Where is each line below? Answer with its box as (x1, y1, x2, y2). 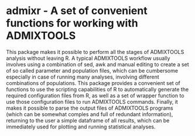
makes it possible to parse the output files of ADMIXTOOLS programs (6, 104, 174, 111)
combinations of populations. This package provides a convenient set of (6, 79, 180, 86)
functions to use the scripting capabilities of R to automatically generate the (6, 86, 189, 93)
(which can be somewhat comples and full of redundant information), (6, 110, 173, 118)
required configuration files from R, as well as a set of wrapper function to (6, 92, 184, 99)
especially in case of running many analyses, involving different (6, 73, 159, 80)
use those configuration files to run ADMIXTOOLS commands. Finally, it (6, 98, 179, 105)
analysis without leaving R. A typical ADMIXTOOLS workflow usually (6, 55, 170, 62)
